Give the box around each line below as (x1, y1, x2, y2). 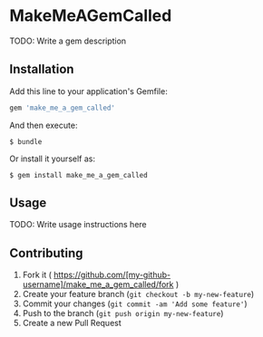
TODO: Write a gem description (9, 35, 127, 46)
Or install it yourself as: (9, 153, 95, 164)
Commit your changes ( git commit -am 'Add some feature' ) (22, 298, 248, 309)
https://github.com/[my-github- (53, 269, 170, 281)
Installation (9, 62, 74, 77)
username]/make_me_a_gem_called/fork (22, 279, 174, 290)
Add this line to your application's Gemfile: (9, 85, 168, 96)
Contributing (9, 246, 83, 261)
